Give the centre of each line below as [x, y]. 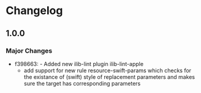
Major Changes [29, 51]
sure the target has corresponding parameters [82, 83]
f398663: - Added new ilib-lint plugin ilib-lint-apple [79, 64]
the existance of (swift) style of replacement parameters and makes [109, 76]
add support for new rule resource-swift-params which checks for [107, 70]
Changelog [34, 11]
